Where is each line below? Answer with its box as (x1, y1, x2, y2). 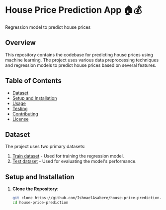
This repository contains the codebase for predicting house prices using (5, 52, 153, 57)
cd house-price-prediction (12, 200, 69, 205)
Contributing (12, 110, 38, 117)
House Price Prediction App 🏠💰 (5, 4, 142, 16)
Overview (5, 39, 36, 47)
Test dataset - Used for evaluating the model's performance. (12, 158, 137, 164)
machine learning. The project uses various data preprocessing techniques (5, 57, 159, 63)
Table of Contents (5, 77, 62, 85)
